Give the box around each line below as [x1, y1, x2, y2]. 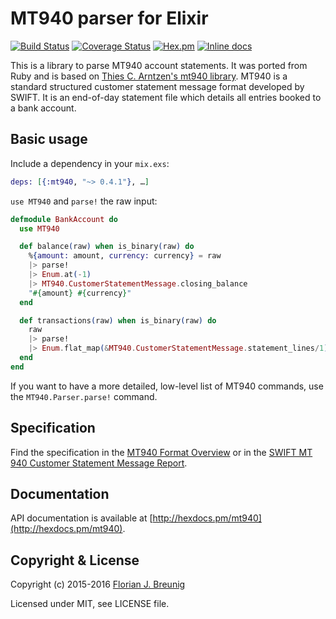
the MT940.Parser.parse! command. [10, 390, 158, 402]
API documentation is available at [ [10, 512, 153, 524]
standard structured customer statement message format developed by [10, 80, 305, 92]
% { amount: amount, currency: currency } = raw [28, 251, 222, 261]
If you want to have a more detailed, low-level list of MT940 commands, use [10, 380, 324, 392]
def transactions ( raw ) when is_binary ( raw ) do [19, 315, 217, 326]
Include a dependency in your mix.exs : [10, 157, 170, 169]
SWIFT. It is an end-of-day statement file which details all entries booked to [10, 91, 322, 103]
